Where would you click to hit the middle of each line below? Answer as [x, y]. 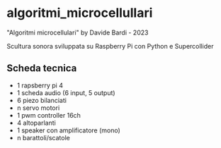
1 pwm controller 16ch [49, 115]
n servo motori [38, 108]
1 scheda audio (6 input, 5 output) [66, 92]
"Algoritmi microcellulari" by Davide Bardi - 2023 [78, 32]
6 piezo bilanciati [41, 100]
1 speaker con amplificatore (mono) [69, 130]
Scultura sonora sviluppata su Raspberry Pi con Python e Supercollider [110, 46]
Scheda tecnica [42, 68]
